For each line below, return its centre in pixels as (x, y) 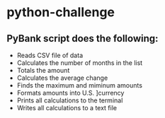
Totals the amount (43, 70)
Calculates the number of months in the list (80, 63)
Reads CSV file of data (50, 55)
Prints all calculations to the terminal (70, 100)
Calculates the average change (62, 78)
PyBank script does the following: (82, 39)
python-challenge (61, 12)
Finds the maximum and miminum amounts (80, 85)
